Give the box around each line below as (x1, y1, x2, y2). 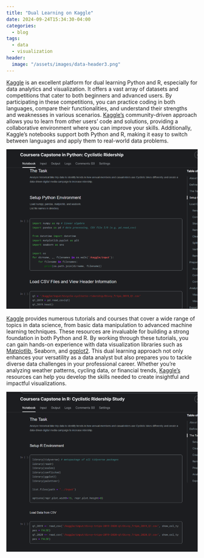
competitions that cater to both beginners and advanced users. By (6, 91, 172, 99)
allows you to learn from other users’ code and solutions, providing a (6, 118, 178, 125)
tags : (6, 35, 20, 42)
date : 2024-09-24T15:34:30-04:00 (6, 16, 91, 23)
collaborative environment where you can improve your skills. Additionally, (6, 124, 192, 131)
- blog (12, 29, 29, 35)
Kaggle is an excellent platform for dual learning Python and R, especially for (6, 79, 198, 86)
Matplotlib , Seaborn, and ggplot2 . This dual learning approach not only (6, 347, 183, 355)
